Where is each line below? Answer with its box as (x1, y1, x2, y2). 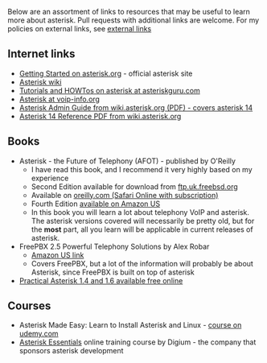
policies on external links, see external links (7, 24, 152, 33)
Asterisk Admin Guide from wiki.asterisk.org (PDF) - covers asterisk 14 (18, 102, 253, 112)
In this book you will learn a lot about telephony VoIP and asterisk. (31, 207, 250, 217)
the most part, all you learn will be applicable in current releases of (31, 225, 254, 234)
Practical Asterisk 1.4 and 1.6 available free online (18, 275, 183, 285)
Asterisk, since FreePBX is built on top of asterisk (31, 267, 195, 277)
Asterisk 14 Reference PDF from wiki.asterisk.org (18, 111, 182, 121)
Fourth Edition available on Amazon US (31, 199, 161, 208)
